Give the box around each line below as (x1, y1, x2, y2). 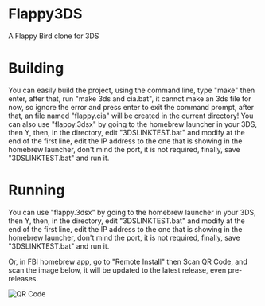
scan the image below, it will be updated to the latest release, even (8, 265, 227, 275)
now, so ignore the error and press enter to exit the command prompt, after (8, 102, 255, 112)
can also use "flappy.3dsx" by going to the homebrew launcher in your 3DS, (8, 119, 257, 128)
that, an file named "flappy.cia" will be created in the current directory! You (8, 111, 254, 120)
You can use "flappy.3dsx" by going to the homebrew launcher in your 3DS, (8, 207, 256, 217)
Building (8, 59, 64, 77)
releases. (8, 273, 38, 283)
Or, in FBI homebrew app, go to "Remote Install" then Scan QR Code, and (8, 257, 248, 266)
